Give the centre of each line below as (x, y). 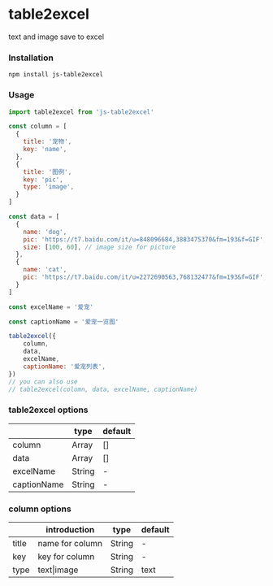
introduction (70, 530)
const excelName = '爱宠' (51, 307)
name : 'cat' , (45, 270)
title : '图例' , (48, 171)
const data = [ (34, 217)
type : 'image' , (49, 187)
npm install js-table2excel (56, 75)
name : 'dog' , (45, 232)
